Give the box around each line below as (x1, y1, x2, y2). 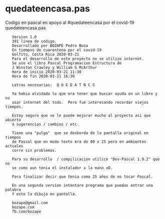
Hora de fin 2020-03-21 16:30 (11, 73, 75, 79)
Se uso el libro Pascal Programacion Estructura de (11, 60, 122, 65)
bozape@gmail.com (11, 200, 48, 205)
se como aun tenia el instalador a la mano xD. (11, 165, 113, 170)
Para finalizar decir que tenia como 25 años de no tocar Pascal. (11, 174, 153, 179)
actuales (5, 143, 23, 149)
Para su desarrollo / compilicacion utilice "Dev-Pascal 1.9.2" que (11, 157, 160, 162)
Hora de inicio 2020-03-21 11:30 (11, 69, 81, 74)
